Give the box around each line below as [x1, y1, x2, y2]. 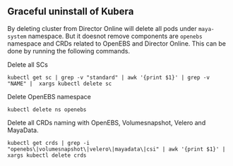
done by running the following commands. [7, 46, 131, 55]
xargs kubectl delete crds [7, 151, 87, 159]
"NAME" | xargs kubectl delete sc [7, 80, 112, 87]
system [7, 33, 27, 40]
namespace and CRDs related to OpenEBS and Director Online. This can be [7, 39, 226, 48]
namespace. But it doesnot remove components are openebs [28, 32, 203, 40]
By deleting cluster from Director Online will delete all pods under [7, 24, 197, 32]
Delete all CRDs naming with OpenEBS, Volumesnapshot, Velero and [7, 118, 206, 127]
